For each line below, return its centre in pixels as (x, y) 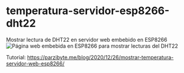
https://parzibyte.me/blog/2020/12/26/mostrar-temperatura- (101, 57)
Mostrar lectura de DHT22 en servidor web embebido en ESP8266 (87, 39)
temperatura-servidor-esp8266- (88, 11)
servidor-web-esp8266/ (35, 64)
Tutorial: (16, 57)
